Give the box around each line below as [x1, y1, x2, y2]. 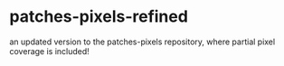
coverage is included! [9, 45, 90, 56]
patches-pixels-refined [9, 6, 188, 27]
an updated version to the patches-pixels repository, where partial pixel [9, 36, 276, 47]
